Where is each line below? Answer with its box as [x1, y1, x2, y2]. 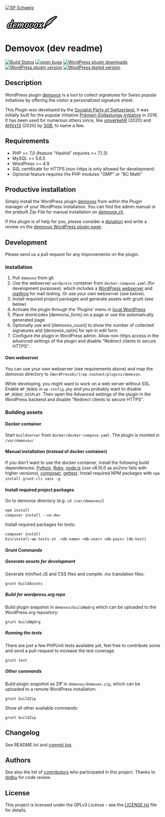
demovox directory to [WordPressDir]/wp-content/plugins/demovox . [5, 371, 142, 377]
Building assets [5, 408, 43, 415]
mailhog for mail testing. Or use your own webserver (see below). [12, 291, 145, 297]
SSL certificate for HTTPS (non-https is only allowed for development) [12, 166, 155, 172]
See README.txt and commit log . [5, 742, 73, 748]
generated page [12, 317, 45, 323]
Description [5, 79, 42, 87]
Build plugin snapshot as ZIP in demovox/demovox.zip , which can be [5, 681, 140, 687]
